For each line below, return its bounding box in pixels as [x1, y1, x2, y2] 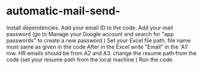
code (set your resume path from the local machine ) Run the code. [6, 56, 175, 63]
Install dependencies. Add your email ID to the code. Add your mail [6, 24, 173, 31]
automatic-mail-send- [6, 4, 121, 18]
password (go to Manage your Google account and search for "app [6, 30, 174, 37]
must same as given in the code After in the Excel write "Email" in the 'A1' [6, 43, 189, 50]
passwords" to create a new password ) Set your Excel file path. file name [6, 37, 191, 44]
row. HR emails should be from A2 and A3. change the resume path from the [6, 49, 197, 56]
